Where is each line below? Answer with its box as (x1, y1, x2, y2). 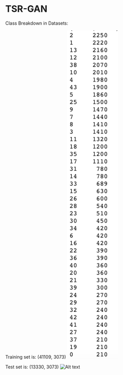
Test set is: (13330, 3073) (5, 364, 59, 370)
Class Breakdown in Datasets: (5, 20, 68, 26)
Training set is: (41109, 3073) (5, 353, 67, 360)
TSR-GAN (5, 3, 48, 15)
